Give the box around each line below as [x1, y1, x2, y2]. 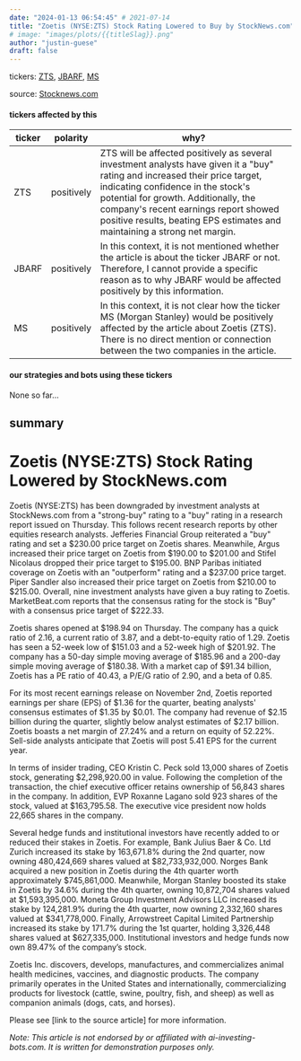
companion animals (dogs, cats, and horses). [9, 997, 176, 1008]
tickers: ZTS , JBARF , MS [9, 71, 100, 82]
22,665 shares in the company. [9, 810, 124, 820]
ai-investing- [208, 1031, 256, 1042]
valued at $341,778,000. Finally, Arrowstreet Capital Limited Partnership [9, 913, 275, 924]
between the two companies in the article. [99, 345, 277, 357]
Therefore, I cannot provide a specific [99, 262, 258, 275]
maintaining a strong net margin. [99, 225, 236, 238]
